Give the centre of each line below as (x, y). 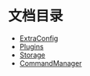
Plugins (32, 46)
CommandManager (50, 63)
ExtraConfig (39, 38)
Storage (32, 55)
